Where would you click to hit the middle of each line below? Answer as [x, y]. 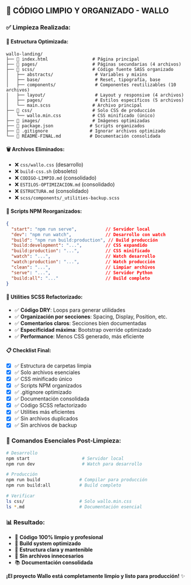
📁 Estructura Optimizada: [37, 41]
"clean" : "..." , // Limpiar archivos [84, 267]
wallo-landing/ [25, 54]
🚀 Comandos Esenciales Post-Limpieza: [64, 441]
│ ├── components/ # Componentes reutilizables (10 [91, 85]
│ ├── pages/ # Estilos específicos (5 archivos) [95, 100]
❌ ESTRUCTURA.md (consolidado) [51, 191]
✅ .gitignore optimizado [43, 392]
